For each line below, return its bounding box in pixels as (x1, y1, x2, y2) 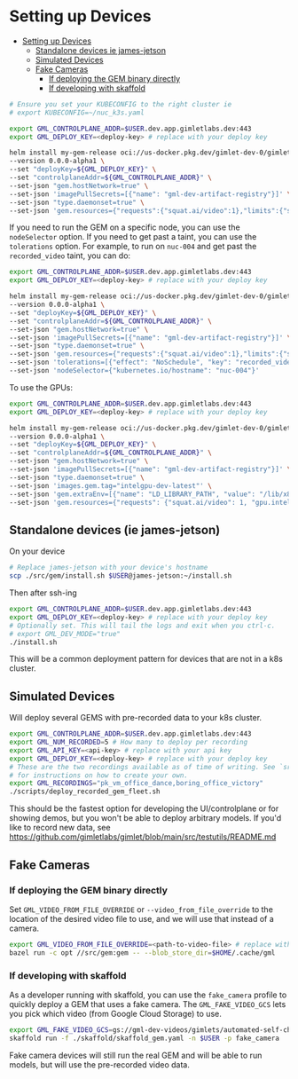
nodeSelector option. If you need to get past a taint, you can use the (9, 232, 257, 242)
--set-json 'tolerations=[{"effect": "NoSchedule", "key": (9, 358, 232, 367)
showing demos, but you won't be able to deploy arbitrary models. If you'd (9, 813, 282, 823)
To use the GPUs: (9, 382, 74, 392)
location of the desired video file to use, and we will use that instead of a (9, 913, 275, 924)
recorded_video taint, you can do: (9, 250, 131, 261)
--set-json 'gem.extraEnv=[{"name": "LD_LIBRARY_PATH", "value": (9, 490, 255, 499)
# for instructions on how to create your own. (9, 770, 189, 780)
